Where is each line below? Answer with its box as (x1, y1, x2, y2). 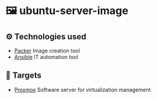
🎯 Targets (5, 71, 42, 81)
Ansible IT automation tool (14, 54, 78, 60)
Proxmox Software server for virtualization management (14, 86, 151, 93)
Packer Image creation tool (14, 47, 81, 54)
